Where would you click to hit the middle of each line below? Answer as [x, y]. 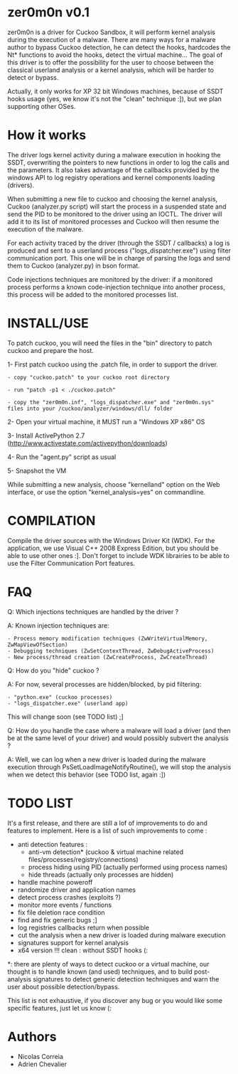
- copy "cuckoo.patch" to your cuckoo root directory [89, 377]
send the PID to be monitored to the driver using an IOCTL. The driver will [115, 214]
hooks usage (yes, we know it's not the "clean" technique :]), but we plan [115, 99]
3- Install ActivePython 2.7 [46, 436]
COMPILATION [52, 521]
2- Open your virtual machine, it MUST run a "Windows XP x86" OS [106, 421]
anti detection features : [53, 844]
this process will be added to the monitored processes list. [93, 294]
